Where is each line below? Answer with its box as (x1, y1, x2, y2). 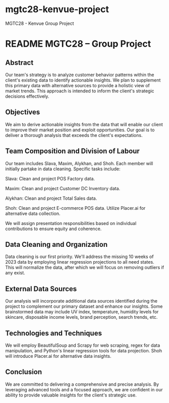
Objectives (5, 108, 40, 117)
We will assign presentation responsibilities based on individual (5, 220, 137, 226)
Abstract (5, 58, 34, 67)
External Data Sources (5, 284, 77, 293)
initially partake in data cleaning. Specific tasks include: (5, 166, 121, 172)
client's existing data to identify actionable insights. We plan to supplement (5, 77, 161, 83)
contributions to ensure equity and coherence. (5, 226, 102, 232)
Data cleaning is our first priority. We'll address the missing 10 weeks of (5, 253, 154, 260)
